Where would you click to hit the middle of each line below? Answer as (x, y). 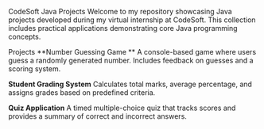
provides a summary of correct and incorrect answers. (97, 116)
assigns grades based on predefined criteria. (82, 93)
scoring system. (35, 69)
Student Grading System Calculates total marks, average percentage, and (130, 84)
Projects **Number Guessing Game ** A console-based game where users (132, 52)
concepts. (25, 36)
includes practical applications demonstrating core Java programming (123, 28)
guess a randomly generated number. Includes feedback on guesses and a (131, 60)
